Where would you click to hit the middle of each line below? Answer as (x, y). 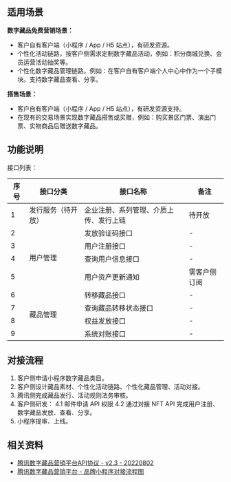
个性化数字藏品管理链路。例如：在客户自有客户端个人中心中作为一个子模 (119, 70)
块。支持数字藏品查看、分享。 (59, 79)
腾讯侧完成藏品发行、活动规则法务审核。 (74, 395)
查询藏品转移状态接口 (119, 308)
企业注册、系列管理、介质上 (129, 210)
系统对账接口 (105, 334)
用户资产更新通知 (112, 277)
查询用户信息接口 (112, 259)
